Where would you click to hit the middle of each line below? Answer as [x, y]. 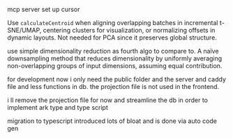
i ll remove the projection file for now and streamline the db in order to [107, 100]
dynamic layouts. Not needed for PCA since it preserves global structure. [112, 38]
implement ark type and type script [58, 107]
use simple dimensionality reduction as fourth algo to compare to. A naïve [113, 51]
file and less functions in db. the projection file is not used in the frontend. [113, 87]
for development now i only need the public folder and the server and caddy [117, 79]
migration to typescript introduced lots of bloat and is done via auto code [112, 121]
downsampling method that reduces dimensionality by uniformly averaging [115, 58]
